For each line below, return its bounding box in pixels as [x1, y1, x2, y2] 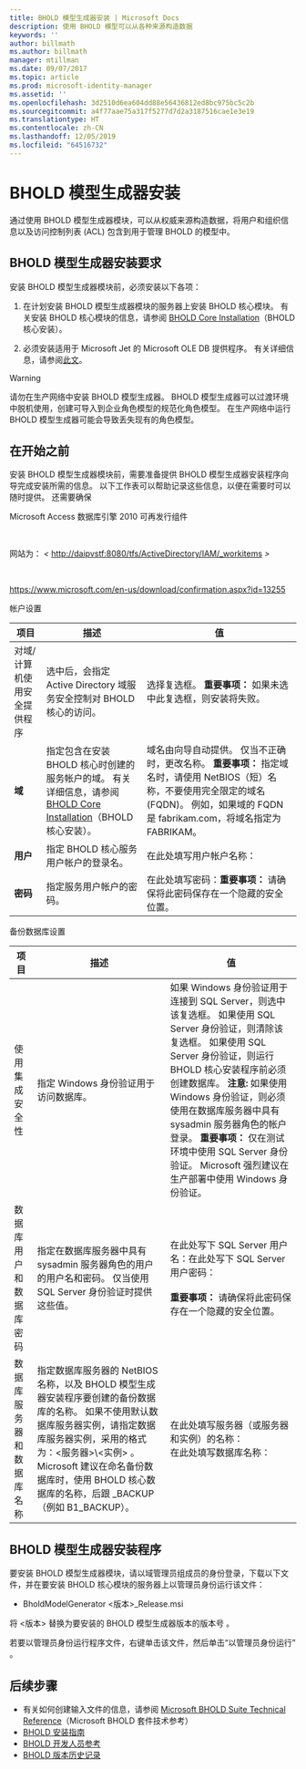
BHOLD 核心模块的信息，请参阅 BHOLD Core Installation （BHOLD [48, 312, 296, 323]
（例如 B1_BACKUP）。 [36, 1501, 135, 1514]
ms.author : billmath [9, 47, 88, 57]
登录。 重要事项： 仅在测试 [169, 1132, 285, 1144]
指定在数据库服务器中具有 [36, 1245, 148, 1257]
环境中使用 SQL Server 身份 [169, 1145, 289, 1158]
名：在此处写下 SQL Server [169, 1253, 286, 1266]
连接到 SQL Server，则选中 [169, 995, 286, 1008]
